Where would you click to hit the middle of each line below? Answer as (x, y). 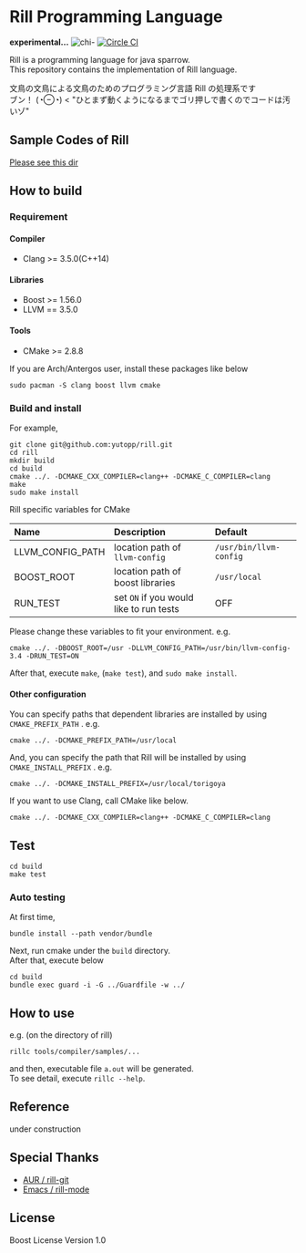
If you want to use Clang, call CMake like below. (99, 801)
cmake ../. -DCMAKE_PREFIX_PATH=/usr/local (93, 740)
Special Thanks (54, 1158)
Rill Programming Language (116, 17)
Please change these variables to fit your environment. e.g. (120, 631)
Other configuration (48, 694)
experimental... (39, 42)
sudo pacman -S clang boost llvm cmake (85, 385)
